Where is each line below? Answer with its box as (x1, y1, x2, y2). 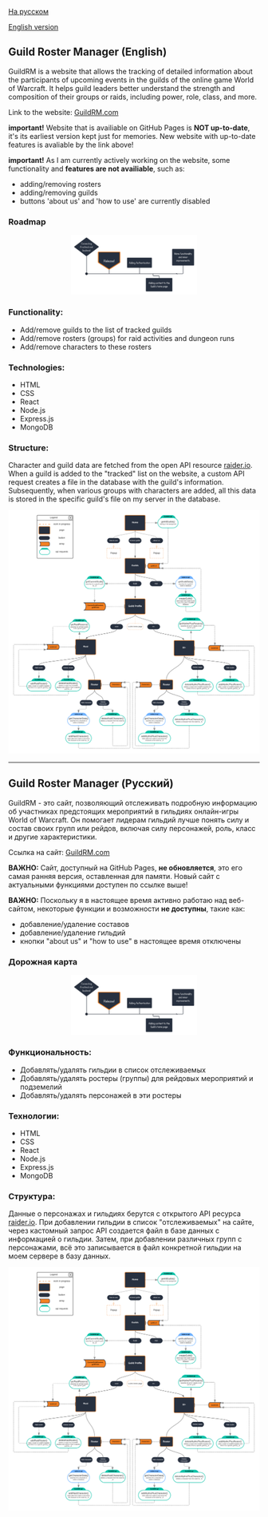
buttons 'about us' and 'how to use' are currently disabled (19, 196, 211, 206)
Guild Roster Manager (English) (8, 46, 167, 59)
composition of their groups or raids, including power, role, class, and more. (8, 92, 258, 101)
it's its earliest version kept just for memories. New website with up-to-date (8, 131, 256, 141)
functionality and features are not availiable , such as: (8, 164, 185, 173)
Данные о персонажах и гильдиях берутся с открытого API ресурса (8, 1209, 242, 1218)
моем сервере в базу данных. (8, 1251, 111, 1261)
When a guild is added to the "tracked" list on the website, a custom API (8, 469, 245, 478)
